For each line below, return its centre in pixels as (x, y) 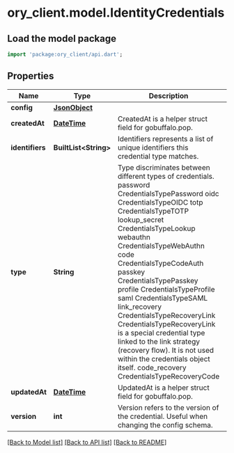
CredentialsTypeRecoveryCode (169, 376)
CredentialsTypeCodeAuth (161, 263)
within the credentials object (164, 358)
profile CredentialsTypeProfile (166, 289)
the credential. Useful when (162, 416)
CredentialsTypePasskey (158, 280)
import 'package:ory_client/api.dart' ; (65, 54)
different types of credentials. (166, 176)
